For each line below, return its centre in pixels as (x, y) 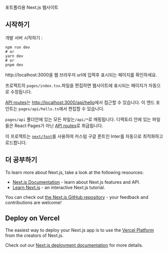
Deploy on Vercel (33, 218)
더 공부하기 (21, 160)
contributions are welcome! (33, 202)
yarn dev (14, 56)
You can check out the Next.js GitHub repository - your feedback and (77, 197)
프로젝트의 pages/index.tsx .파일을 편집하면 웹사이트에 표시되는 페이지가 (76, 85)
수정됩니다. (21, 91)
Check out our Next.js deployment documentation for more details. (74, 245)
